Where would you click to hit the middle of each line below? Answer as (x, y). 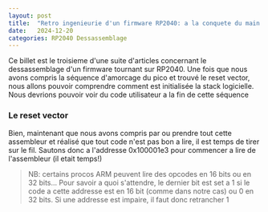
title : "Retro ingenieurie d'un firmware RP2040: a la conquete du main (134, 23)
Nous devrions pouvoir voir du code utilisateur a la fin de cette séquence (129, 95)
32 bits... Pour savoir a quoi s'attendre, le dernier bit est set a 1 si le (139, 182)
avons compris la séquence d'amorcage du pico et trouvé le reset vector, (129, 78)
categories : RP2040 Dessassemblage (68, 38)
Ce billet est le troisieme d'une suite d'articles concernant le (108, 61)
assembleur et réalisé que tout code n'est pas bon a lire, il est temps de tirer (134, 142)
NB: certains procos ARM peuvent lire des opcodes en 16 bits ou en (140, 174)
